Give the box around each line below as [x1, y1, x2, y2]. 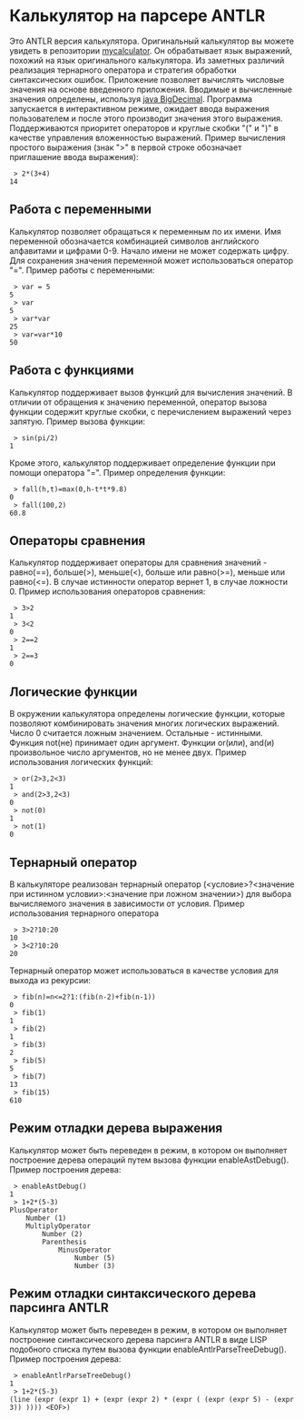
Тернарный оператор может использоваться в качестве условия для [9, 965, 279, 976]
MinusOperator [57, 1245, 112, 1254]
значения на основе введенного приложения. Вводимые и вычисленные [9, 84, 293, 95]
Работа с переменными [9, 202, 152, 217]
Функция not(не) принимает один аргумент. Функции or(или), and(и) [9, 738, 275, 749]
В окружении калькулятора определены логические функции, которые [9, 709, 286, 720]
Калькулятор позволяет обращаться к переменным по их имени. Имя [9, 226, 281, 237]
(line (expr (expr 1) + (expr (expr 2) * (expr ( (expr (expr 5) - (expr [9, 1395, 295, 1404]
